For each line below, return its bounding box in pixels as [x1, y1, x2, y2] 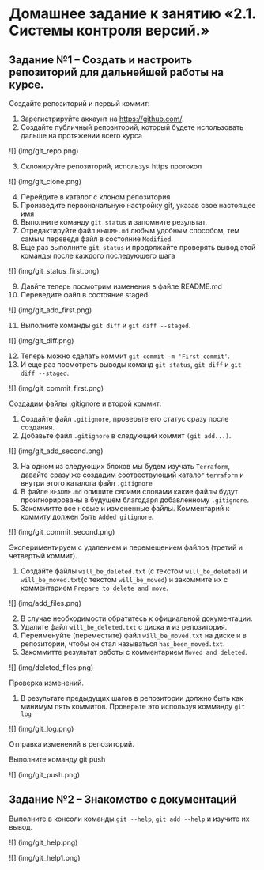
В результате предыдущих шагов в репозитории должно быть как [20, 694, 244, 702]
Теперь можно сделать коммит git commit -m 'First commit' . [20, 351, 230, 361]
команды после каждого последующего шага [20, 251, 175, 260]
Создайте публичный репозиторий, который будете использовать [20, 123, 244, 131]
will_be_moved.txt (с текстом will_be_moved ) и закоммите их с [20, 575, 228, 584]
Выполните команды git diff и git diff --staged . [20, 321, 191, 330]
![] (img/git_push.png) [9, 770, 81, 779]
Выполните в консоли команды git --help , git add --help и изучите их [9, 814, 250, 823]
